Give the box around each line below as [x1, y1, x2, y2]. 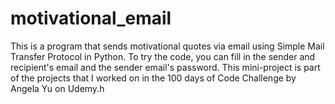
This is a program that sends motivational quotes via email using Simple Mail [10, 40, 325, 52]
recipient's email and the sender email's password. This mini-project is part [10, 61, 321, 73]
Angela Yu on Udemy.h [10, 82, 105, 94]
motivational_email [10, 7, 172, 30]
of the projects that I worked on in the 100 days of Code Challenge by [10, 72, 297, 84]
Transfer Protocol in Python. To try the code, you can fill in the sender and [10, 50, 316, 62]
